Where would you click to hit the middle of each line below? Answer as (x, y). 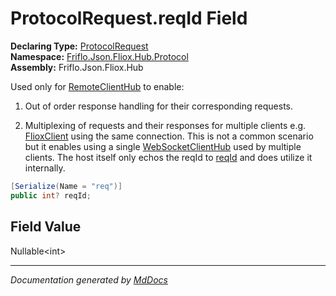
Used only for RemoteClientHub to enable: (97, 86)
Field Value (46, 227)
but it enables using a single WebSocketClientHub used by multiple (163, 146)
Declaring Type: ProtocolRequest (79, 46)
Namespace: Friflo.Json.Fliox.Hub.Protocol (99, 56)
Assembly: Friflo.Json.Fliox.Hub (77, 67)
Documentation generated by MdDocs (89, 279)
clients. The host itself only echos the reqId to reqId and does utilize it (168, 157)
